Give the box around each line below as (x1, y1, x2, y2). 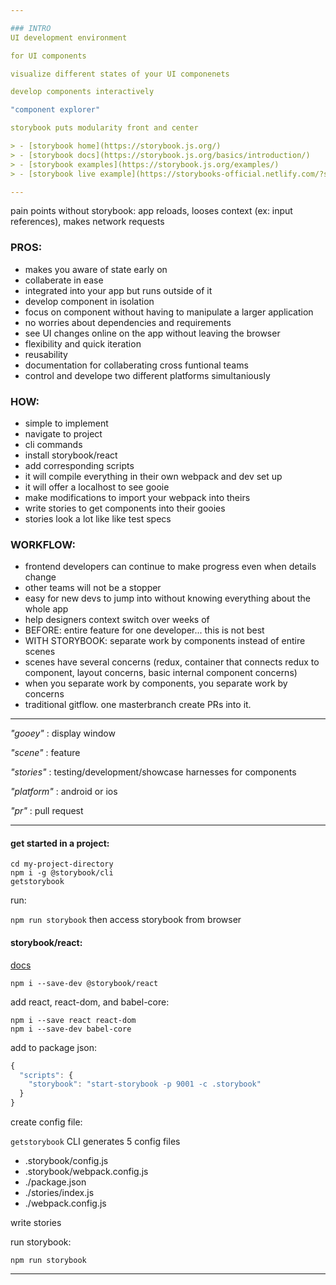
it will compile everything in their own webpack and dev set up (24, 470, 283, 482)
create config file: (10, 1116, 83, 1128)
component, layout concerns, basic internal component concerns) (24, 667, 298, 679)
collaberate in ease (24, 274, 104, 286)
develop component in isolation (24, 295, 155, 307)
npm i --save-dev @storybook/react (10, 978, 159, 988)
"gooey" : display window (10, 727, 116, 740)
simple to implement (24, 417, 109, 429)
